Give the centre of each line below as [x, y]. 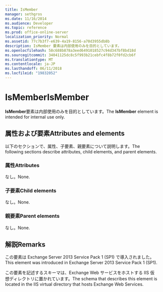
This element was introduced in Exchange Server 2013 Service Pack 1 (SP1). [81, 263]
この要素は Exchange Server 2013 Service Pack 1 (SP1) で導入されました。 [80, 257]
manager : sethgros [24, 14]
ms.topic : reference [26, 28]
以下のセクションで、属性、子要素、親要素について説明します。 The [72, 146]
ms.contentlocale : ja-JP [30, 64]
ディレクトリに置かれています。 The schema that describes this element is [83, 279]
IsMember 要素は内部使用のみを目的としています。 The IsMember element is [81, 111]
